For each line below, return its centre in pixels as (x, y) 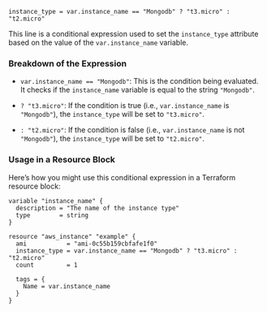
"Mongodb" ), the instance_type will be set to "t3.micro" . (112, 115)
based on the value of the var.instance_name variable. (99, 42)
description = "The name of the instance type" (98, 208)
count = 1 (47, 265)
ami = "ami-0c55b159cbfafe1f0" (87, 244)
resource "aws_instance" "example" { (72, 236)
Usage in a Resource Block (62, 160)
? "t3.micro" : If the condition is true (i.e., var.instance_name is (125, 106)
